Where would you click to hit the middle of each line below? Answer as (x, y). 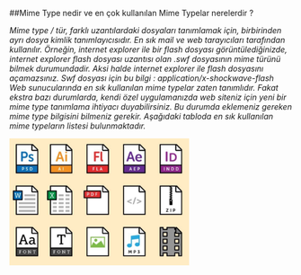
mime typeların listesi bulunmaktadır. (78, 126)
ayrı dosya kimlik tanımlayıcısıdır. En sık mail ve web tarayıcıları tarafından (147, 40)
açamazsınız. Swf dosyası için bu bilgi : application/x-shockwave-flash (142, 78)
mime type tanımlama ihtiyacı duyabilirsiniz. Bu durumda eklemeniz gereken (150, 106)
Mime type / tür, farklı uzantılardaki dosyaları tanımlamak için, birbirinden (146, 30)
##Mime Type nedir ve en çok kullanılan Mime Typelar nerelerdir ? (132, 13)
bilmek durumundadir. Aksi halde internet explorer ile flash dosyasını (137, 68)
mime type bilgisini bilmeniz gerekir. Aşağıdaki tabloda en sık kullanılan (142, 116)
